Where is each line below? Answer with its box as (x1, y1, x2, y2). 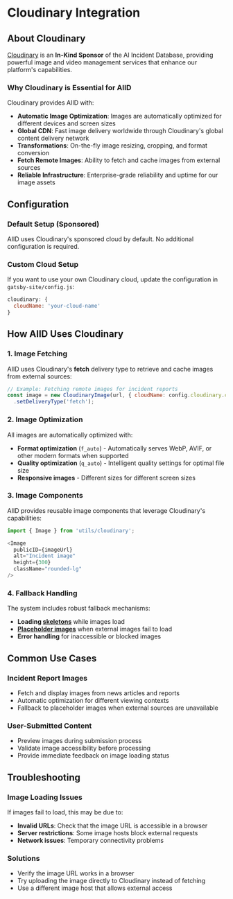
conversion (17, 149, 50, 157)
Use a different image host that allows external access (17, 884, 173, 892)
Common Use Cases (7, 652, 97, 664)
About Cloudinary (7, 33, 86, 44)
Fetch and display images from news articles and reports (17, 688, 180, 697)
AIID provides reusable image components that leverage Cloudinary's (7, 506, 206, 514)
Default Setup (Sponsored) (7, 219, 100, 229)
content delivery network (17, 134, 89, 143)
